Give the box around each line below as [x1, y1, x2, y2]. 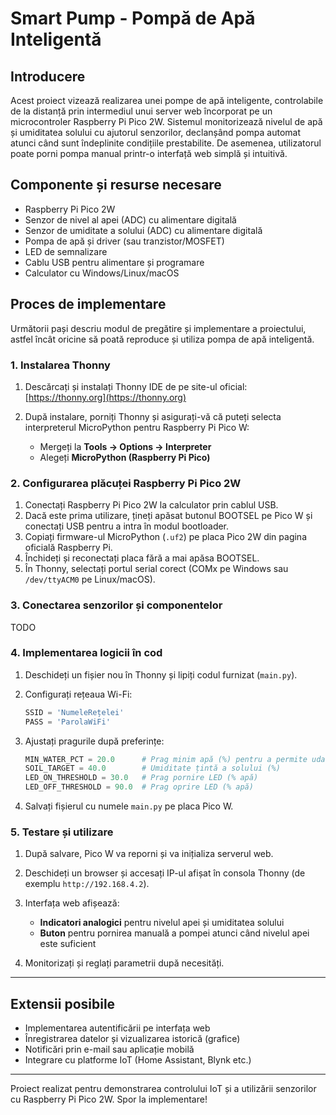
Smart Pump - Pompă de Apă [10, 7, 256, 30]
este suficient [39, 938, 97, 950]
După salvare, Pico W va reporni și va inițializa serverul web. [24, 848, 274, 860]
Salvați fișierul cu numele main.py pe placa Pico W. [24, 800, 234, 812]
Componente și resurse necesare [10, 177, 222, 194]
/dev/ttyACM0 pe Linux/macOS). [24, 573, 156, 586]
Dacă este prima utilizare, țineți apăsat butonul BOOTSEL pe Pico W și [24, 510, 313, 522]
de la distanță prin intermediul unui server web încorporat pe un [10, 105, 273, 117]
